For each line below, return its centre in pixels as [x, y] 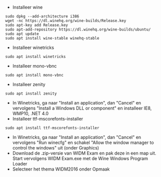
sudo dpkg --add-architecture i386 [42, 16]
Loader [20, 164]
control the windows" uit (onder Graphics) [55, 148]
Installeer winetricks [33, 47]
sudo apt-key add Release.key [37, 25]
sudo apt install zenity [31, 93]
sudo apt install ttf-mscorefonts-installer [52, 128]
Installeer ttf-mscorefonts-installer [48, 119]
